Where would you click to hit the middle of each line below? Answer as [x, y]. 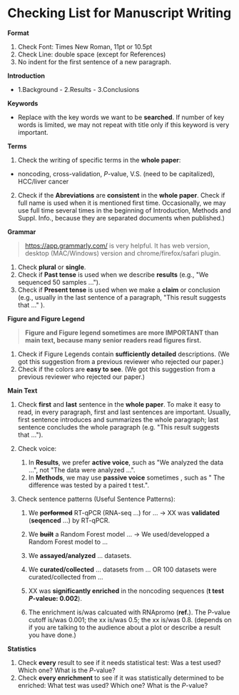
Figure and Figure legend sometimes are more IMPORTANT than [122, 333]
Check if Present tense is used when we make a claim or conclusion [119, 290]
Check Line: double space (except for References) [92, 54]
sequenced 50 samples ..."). [59, 282]
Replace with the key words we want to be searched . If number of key [121, 117]
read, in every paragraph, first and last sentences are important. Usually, [124, 412]
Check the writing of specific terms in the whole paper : [99, 160]
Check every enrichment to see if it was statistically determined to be [121, 678]
